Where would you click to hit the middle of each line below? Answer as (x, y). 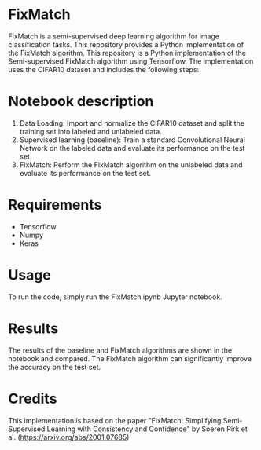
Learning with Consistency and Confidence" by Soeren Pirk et (147, 429)
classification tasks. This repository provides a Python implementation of (126, 44)
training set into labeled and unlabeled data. (91, 131)
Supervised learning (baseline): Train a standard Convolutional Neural (132, 140)
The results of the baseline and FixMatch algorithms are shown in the (120, 350)
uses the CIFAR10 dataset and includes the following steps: (103, 69)
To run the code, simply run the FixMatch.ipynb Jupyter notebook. (115, 297)
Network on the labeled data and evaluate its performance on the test (132, 148)
